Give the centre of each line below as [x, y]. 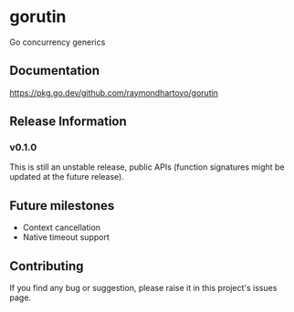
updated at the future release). [67, 177]
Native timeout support [66, 237]
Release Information [68, 122]
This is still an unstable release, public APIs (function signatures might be [147, 167]
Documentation [55, 71]
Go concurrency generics [58, 42]
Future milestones [62, 206]
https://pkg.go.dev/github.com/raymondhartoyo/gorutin [114, 92]
